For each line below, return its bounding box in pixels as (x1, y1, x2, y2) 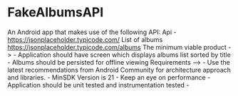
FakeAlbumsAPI (7, 4, 104, 21)
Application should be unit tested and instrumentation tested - (7, 80, 190, 89)
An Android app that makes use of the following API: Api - (7, 28, 177, 36)
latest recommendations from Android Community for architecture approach (7, 65, 232, 74)
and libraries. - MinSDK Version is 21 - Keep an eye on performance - (7, 73, 211, 82)
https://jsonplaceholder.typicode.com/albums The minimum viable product (7, 43, 227, 51)
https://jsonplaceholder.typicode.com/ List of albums (7, 35, 163, 43)
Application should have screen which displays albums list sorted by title (17, 50, 232, 59)
